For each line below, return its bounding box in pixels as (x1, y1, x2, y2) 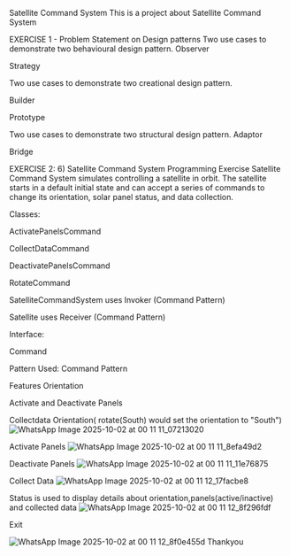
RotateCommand (9, 278, 71, 288)
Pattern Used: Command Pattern (9, 363, 128, 374)
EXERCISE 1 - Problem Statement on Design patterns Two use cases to (9, 35, 267, 44)
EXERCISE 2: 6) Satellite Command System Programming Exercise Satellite (9, 164, 281, 174)
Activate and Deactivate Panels (9, 398, 123, 408)
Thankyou (207, 537, 244, 547)
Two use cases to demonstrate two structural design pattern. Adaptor (9, 129, 263, 140)
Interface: (9, 329, 45, 339)
